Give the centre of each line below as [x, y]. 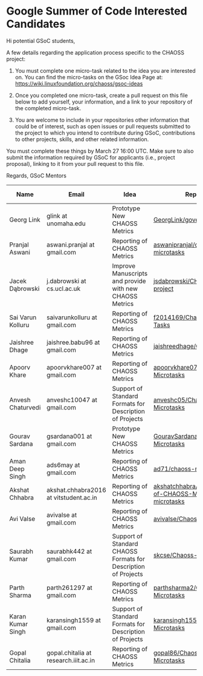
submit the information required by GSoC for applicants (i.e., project [91, 157]
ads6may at [63, 465]
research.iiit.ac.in [71, 660]
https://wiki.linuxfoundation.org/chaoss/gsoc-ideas [79, 84]
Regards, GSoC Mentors [36, 175]
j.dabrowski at [66, 281]
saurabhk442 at [69, 551]
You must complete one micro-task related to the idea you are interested [105, 70]
